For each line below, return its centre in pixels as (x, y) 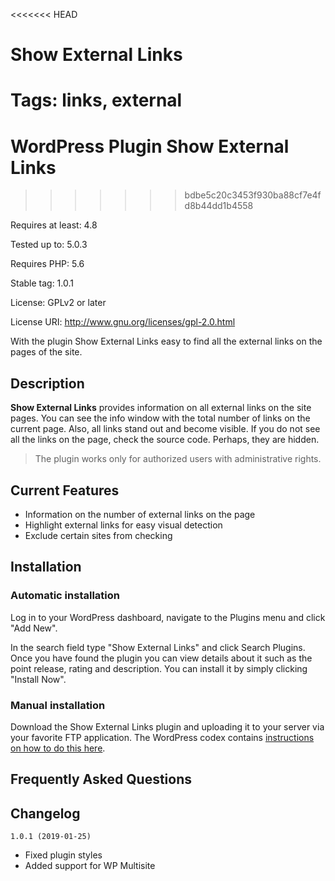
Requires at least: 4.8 (54, 225)
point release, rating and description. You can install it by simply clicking (159, 668)
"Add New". (34, 628)
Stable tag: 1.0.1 (42, 283)
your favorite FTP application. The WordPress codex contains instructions (162, 737)
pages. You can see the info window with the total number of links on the (160, 418)
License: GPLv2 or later (58, 303)
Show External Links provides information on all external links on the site (161, 408)
